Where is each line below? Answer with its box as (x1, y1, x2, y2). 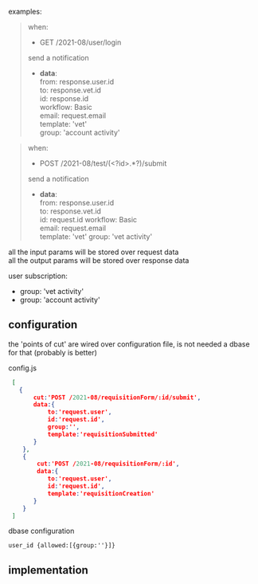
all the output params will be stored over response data (8, 256, 190, 265)
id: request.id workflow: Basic (39, 215, 138, 224)
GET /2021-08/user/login (39, 37, 122, 47)
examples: (8, 7, 42, 16)
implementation (8, 563, 89, 577)
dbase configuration (8, 526, 75, 536)
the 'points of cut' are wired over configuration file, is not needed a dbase (8, 339, 250, 349)
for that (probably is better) (8, 347, 98, 357)
